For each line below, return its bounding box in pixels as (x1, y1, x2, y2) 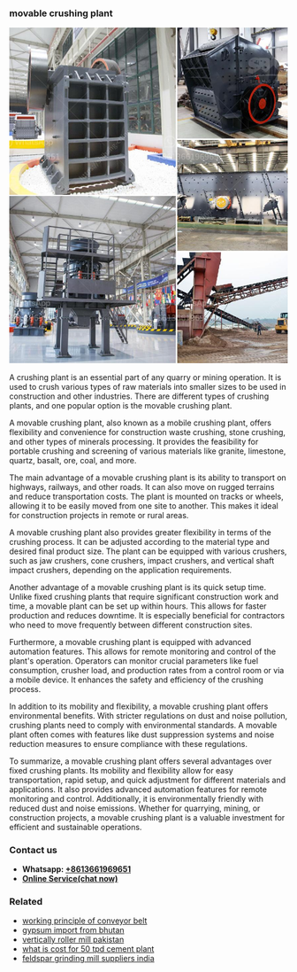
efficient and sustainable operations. (9, 821, 142, 832)
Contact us (9, 844, 57, 856)
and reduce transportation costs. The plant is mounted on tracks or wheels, (9, 491, 285, 502)
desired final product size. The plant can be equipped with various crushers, (9, 546, 287, 556)
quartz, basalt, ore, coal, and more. (9, 455, 137, 465)
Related (9, 895, 43, 907)
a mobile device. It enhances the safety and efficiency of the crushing (9, 674, 263, 685)
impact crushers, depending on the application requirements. (9, 564, 232, 575)
